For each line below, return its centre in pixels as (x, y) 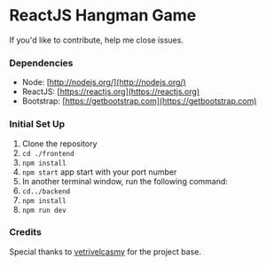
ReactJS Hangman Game (103, 16)
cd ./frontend (48, 153)
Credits (25, 232)
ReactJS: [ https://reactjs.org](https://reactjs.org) (111, 92)
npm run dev (44, 210)
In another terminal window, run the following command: (125, 181)
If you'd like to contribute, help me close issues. (97, 40)
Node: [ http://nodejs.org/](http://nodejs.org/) (104, 82)
